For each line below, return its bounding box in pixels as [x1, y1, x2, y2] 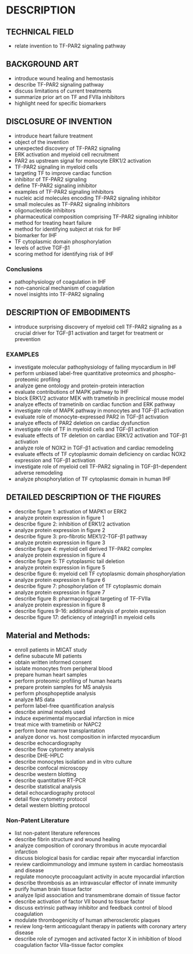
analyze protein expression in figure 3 [14, 539, 106, 546]
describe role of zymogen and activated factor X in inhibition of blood [14, 935, 182, 942]
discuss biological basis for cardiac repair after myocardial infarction [14, 854, 180, 861]
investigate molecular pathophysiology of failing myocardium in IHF [14, 363, 177, 370]
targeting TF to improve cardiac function [14, 169, 112, 176]
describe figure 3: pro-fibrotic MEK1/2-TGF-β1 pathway [14, 533, 148, 540]
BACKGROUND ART [6, 59, 79, 69]
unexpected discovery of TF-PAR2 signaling [14, 145, 121, 152]
